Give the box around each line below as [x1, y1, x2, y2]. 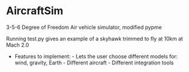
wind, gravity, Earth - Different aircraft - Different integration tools [14, 59, 174, 66]
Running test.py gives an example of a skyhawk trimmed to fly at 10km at [6, 35, 184, 42]
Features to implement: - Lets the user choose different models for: [14, 53, 178, 60]
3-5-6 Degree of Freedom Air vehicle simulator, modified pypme [6, 24, 162, 31]
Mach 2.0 [6, 41, 29, 48]
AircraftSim [6, 4, 64, 18]
